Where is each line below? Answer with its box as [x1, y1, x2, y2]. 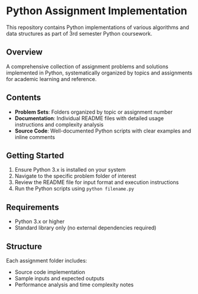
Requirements [6, 202, 59, 212]
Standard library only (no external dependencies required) [14, 224, 157, 231]
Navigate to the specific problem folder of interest [14, 173, 137, 180]
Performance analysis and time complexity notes [14, 281, 134, 288]
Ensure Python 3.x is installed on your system [14, 166, 126, 173]
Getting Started [6, 150, 64, 160]
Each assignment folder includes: [6, 257, 87, 264]
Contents [6, 93, 41, 103]
